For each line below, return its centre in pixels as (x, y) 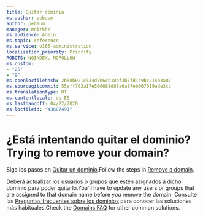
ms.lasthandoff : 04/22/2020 (42, 103)
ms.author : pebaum (30, 18)
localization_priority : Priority (49, 52)
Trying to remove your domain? (88, 153)
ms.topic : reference (33, 41)
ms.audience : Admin (31, 35)
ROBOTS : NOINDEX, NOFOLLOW (41, 58)
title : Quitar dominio (35, 12)
